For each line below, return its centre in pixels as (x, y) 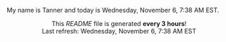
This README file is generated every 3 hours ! (119, 23)
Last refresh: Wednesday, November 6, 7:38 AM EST (119, 31)
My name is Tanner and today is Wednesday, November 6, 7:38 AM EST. (113, 10)
